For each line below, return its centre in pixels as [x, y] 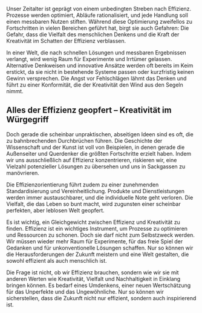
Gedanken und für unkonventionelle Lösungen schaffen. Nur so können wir [100, 248]
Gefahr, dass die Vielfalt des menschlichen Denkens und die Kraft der [93, 35]
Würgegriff [28, 120]
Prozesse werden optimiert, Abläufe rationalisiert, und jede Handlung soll [97, 15]
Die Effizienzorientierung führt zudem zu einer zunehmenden [83, 185]
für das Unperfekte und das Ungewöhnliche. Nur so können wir [85, 292]
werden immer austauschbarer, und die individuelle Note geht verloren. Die [100, 197]
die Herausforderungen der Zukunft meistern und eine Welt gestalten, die [98, 254]
